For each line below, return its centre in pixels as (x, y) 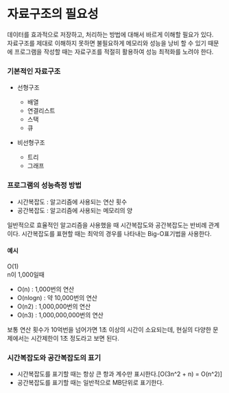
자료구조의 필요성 (53, 14)
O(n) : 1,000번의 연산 (46, 289)
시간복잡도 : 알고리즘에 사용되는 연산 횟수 (72, 202)
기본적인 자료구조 (34, 71)
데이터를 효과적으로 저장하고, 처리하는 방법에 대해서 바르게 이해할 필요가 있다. (110, 34)
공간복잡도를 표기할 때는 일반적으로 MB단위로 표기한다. (91, 383)
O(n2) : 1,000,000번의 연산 (54, 306)
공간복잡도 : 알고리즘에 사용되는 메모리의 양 (75, 210)
